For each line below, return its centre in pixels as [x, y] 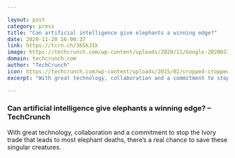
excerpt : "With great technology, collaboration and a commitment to [111, 78]
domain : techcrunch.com [42, 59]
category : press [31, 26]
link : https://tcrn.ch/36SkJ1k [53, 46]
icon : [15, 71]
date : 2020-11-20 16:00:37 [47, 39]
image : [17, 52]
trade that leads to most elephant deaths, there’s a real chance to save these [117, 139]
